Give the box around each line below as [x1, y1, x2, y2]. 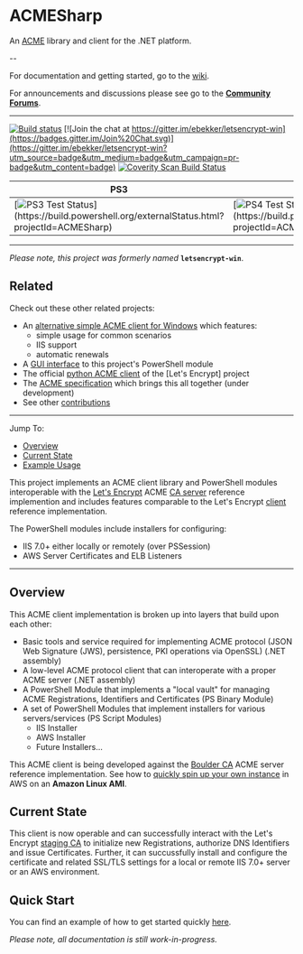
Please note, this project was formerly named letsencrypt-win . [9, 252, 244, 263]
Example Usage [22, 459, 81, 470]
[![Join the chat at [63, 123, 131, 134]
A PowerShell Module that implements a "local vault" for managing [22, 683, 271, 695]
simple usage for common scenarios [35, 329, 172, 340]
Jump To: [9, 422, 45, 433]
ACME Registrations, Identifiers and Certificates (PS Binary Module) [22, 693, 274, 704]
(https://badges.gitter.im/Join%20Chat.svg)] [9, 133, 174, 144]
